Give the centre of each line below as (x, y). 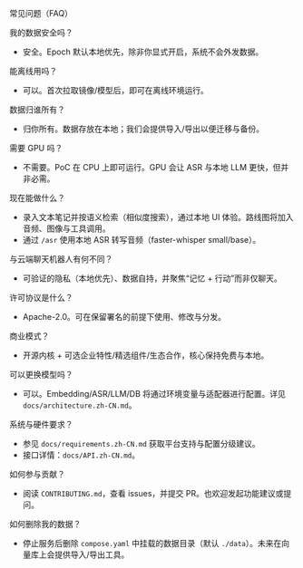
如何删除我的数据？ (45, 524)
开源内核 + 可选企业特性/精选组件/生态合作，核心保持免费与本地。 (146, 355)
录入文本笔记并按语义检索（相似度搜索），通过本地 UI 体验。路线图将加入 (158, 217)
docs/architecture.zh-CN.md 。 (79, 405)
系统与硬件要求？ (41, 424)
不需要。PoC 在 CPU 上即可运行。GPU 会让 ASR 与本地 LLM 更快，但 (151, 167)
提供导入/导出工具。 (92, 554)
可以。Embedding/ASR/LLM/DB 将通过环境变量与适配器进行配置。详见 (154, 394)
